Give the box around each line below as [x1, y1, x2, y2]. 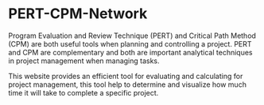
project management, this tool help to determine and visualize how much [8, 80, 247, 89]
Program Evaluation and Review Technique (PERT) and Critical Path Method [8, 31, 257, 40]
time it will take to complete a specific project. [8, 88, 159, 97]
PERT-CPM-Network [8, 5, 148, 23]
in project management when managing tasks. [8, 56, 161, 66]
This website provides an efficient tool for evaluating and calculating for [8, 71, 243, 81]
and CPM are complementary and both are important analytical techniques [8, 47, 253, 57]
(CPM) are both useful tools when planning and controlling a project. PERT [8, 39, 252, 48]
